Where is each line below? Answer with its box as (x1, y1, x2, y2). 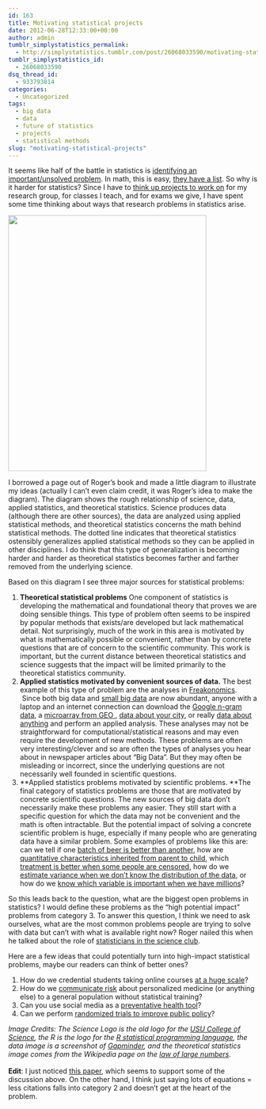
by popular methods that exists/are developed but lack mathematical (19, 618, 244, 627)
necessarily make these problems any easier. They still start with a (19, 803, 237, 813)
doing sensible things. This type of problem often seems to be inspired (19, 609, 251, 619)
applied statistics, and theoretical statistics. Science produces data (8, 503, 227, 513)
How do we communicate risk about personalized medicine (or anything (19, 984, 255, 993)
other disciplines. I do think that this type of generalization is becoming (8, 545, 240, 554)
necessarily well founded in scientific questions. (19, 769, 177, 779)
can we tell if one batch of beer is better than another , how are (19, 845, 224, 855)
